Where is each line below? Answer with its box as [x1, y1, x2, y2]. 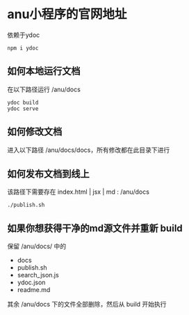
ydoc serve [7, 105, 39, 112]
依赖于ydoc [7, 31, 40, 39]
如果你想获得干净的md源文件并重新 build [7, 222, 183, 234]
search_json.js [17, 271, 59, 279]
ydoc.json [17, 278, 46, 286]
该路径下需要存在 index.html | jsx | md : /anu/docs [7, 187, 149, 196]
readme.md [17, 286, 51, 294]
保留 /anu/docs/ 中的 [7, 242, 67, 251]
